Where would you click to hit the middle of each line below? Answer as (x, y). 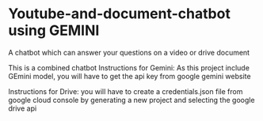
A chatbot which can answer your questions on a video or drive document (129, 52)
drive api (23, 108)
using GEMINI (54, 30)
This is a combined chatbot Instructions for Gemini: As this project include (129, 67)
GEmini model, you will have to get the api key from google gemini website (130, 76)
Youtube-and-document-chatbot (120, 14)
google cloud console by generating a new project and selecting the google (131, 100)
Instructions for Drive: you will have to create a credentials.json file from (126, 91)
